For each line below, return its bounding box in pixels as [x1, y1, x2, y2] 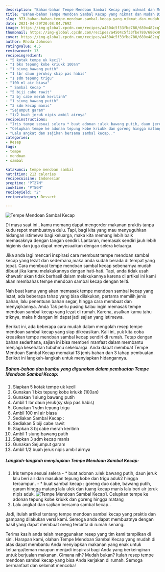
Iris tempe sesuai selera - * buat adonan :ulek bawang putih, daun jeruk [12, 470, 157, 476]
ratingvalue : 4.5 [5, 44, 41, 49]
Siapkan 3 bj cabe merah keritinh [12, 425, 80, 431]
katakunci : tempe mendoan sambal [5, 167, 74, 172]
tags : [5, 145, 17, 150]
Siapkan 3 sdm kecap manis [12, 436, 70, 442]
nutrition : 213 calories [5, 172, 56, 177]
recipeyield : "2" [5, 190, 41, 195]
